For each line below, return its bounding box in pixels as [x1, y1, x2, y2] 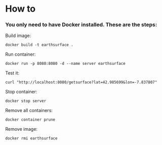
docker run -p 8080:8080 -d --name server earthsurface [5, 61, 126, 66]
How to [5, 3, 36, 15]
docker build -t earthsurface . [5, 43, 73, 48]
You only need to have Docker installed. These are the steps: [5, 21, 157, 28]
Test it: [5, 70, 20, 76]
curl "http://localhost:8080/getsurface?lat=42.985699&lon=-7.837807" [5, 80, 157, 85]
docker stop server [5, 98, 47, 104]
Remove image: [5, 126, 38, 132]
